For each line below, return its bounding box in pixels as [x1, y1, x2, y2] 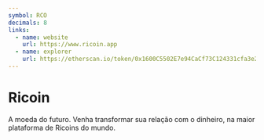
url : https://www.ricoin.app [22, 41, 118, 48]
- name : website [15, 33, 68, 41]
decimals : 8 [8, 19, 47, 27]
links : [8, 26, 30, 34]
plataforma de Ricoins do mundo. [8, 123, 116, 132]
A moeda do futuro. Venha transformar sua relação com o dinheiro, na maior [8, 114, 255, 124]
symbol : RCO [8, 11, 47, 20]
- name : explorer [15, 48, 72, 56]
